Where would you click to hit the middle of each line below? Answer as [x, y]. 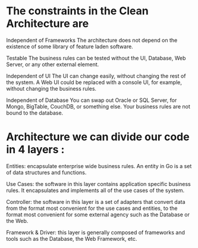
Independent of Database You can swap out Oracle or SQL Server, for [92, 100]
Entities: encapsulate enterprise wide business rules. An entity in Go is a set [99, 166]
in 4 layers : [35, 150]
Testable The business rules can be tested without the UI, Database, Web [96, 58]
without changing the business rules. [51, 88]
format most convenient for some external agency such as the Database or [98, 214]
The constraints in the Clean [77, 11]
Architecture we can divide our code [98, 137]
